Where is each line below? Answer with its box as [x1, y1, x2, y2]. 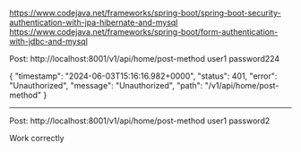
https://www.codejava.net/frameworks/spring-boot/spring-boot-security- [9, 8, 281, 18]
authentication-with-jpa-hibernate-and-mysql [9, 17, 178, 28]
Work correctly [9, 133, 64, 143]
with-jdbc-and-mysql [9, 36, 88, 46]
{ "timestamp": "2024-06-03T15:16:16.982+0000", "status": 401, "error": [9, 71, 278, 81]
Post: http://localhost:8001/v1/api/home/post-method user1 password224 [9, 54, 280, 63]
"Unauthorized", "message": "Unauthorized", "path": [9, 80, 203, 90]
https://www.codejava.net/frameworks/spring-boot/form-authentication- [9, 27, 279, 37]
